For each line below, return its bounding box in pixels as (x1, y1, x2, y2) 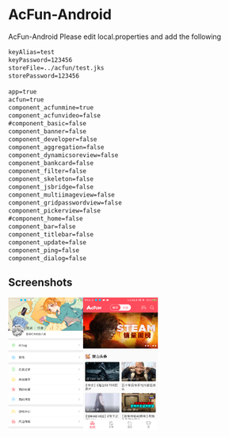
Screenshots (8, 276, 73, 289)
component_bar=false (8, 222, 77, 231)
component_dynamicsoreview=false (8, 151, 119, 159)
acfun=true (8, 95, 44, 104)
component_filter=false (8, 167, 87, 175)
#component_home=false (8, 214, 83, 223)
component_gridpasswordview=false (8, 198, 123, 207)
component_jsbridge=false (8, 182, 94, 191)
